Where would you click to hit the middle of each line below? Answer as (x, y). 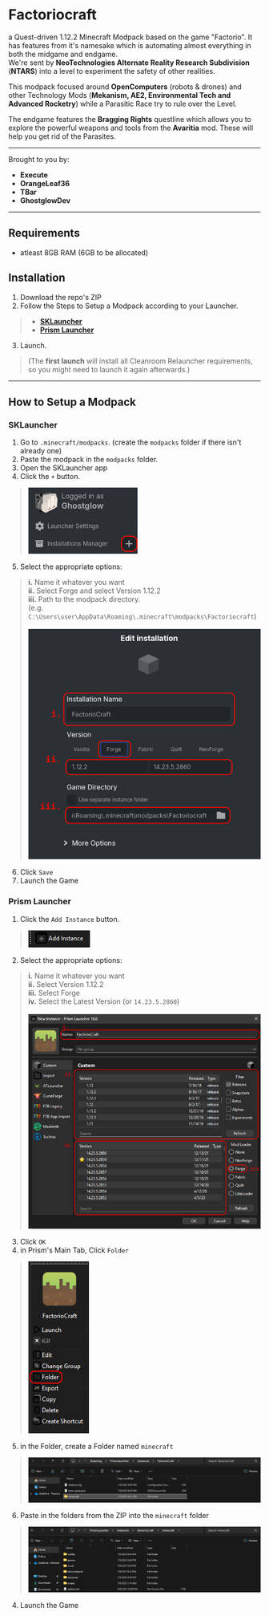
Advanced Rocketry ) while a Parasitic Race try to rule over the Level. (123, 104)
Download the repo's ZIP (61, 297)
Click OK (33, 1242)
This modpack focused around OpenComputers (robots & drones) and (125, 87)
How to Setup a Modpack (72, 402)
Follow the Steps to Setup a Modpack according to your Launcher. (129, 306)
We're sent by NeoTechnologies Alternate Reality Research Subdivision (129, 63)
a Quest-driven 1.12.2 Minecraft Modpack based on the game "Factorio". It (130, 37)
